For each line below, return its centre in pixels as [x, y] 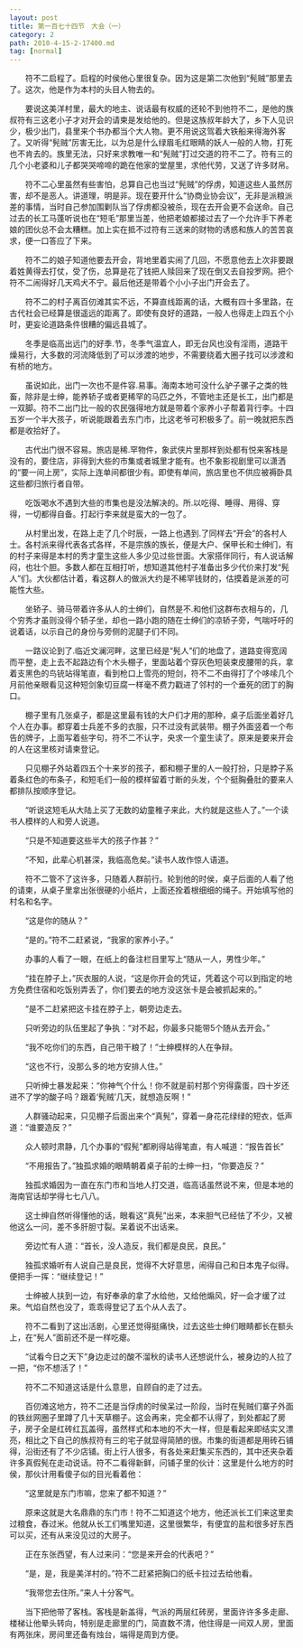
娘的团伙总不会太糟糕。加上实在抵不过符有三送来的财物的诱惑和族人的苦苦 [147, 229]
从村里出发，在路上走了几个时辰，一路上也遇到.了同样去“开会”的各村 [152, 533]
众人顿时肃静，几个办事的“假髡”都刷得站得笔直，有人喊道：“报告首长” [154, 1147]
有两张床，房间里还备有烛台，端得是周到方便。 [96, 1634]
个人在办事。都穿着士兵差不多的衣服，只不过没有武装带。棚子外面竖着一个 [147, 726]
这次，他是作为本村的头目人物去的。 [92, 89]
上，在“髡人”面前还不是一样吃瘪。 [72, 1337]
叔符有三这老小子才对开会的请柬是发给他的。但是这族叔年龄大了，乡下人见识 [151, 120]
